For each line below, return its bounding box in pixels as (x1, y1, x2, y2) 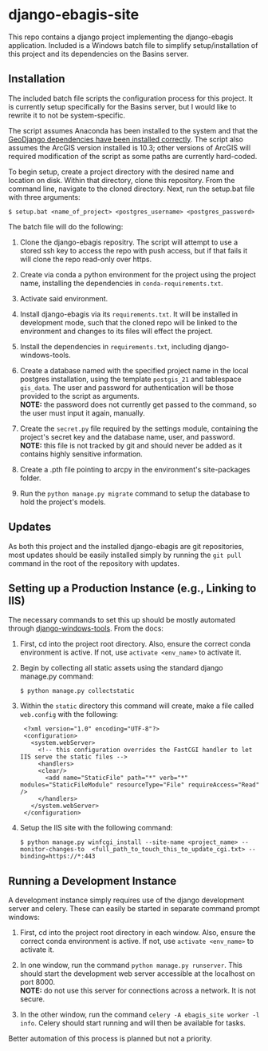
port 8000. (19, 977, 56, 987)
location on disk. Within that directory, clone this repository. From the (8, 175, 235, 185)
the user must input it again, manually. (19, 408, 145, 417)
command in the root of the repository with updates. (8, 558, 179, 568)
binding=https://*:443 (19, 853, 96, 861)
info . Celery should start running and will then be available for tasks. (19, 1018, 246, 1028)
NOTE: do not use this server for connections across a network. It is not (19, 985, 257, 996)
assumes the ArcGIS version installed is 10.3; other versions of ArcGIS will (8, 142, 251, 153)
